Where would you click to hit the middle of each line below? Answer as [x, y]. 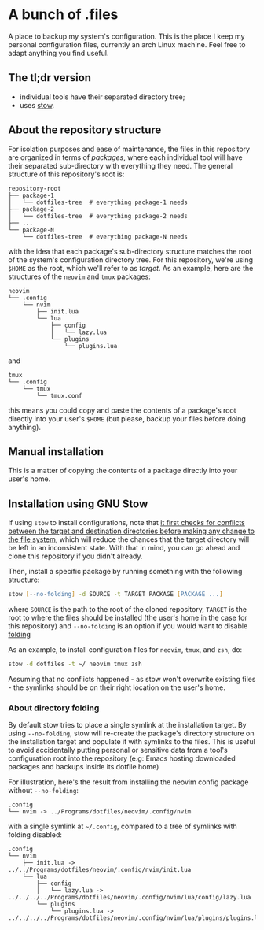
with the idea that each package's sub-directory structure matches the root [130, 251]
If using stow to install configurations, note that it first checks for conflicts [126, 523]
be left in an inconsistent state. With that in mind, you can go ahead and [124, 548]
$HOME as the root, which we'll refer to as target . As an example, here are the [131, 268]
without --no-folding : [43, 791]
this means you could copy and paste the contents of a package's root [123, 410]
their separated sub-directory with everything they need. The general [121, 165]
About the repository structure [85, 130]
